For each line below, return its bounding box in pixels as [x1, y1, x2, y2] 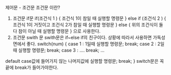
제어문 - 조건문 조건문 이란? [5, 5, 60, 10]
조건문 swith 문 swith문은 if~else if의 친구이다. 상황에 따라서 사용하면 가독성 [12, 35, 165, 40]
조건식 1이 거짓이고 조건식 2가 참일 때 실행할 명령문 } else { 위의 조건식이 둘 [12, 22, 163, 28]
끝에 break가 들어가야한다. [5, 64, 59, 70]
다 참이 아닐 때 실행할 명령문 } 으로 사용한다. [12, 28, 101, 34]
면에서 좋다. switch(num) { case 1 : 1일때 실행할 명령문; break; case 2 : [12, 41, 157, 47]
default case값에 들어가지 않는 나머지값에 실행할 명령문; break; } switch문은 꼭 [5, 58, 164, 64]
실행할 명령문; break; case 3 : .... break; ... [18, 47, 105, 53]
